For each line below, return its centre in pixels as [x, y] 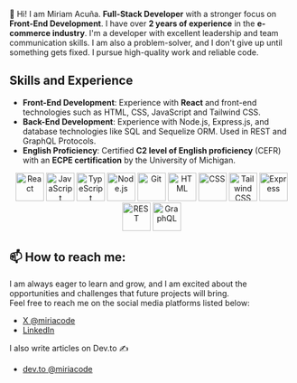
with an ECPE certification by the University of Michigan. [129, 160]
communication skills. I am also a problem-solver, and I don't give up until [146, 42]
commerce [30, 33]
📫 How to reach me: [68, 257]
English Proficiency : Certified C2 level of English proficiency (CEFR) [152, 150]
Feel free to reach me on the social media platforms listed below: [130, 303]
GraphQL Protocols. [59, 141]
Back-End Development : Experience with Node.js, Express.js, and [145, 121]
